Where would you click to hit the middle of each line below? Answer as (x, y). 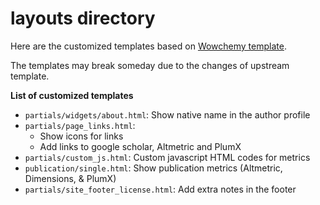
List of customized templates (72, 95)
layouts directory (83, 18)
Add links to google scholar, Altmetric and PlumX (140, 146)
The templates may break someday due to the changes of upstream (150, 65)
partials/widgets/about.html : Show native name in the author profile (167, 114)
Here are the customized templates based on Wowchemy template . (148, 46)
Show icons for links (81, 136)
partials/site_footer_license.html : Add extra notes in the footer (160, 189)
